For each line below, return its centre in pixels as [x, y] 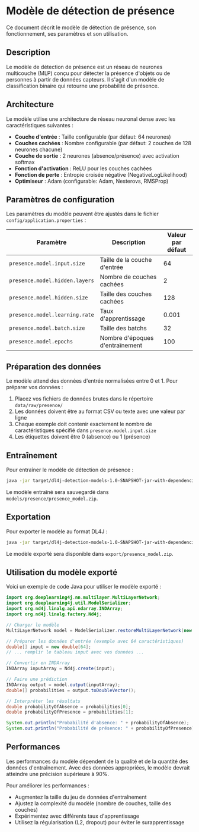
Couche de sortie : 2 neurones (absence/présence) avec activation [97, 155]
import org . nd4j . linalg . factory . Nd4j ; [54, 614]
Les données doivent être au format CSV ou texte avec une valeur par [100, 411]
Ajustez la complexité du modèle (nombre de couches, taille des [93, 803]
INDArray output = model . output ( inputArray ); [63, 685]
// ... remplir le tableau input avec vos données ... [75, 652]
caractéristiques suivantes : [40, 125]
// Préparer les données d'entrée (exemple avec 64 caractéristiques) [95, 641]
